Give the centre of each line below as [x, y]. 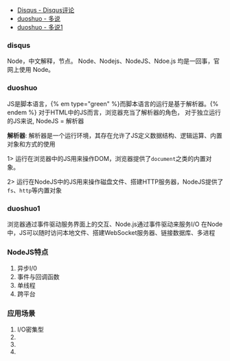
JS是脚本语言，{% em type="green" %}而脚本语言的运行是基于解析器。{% [113, 103]
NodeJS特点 [28, 252]
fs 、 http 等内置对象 [34, 190]
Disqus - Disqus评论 [46, 10]
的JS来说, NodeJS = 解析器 [46, 121]
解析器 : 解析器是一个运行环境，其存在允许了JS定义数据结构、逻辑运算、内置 [115, 135]
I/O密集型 [31, 329]
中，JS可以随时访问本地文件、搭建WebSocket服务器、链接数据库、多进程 [111, 232]
